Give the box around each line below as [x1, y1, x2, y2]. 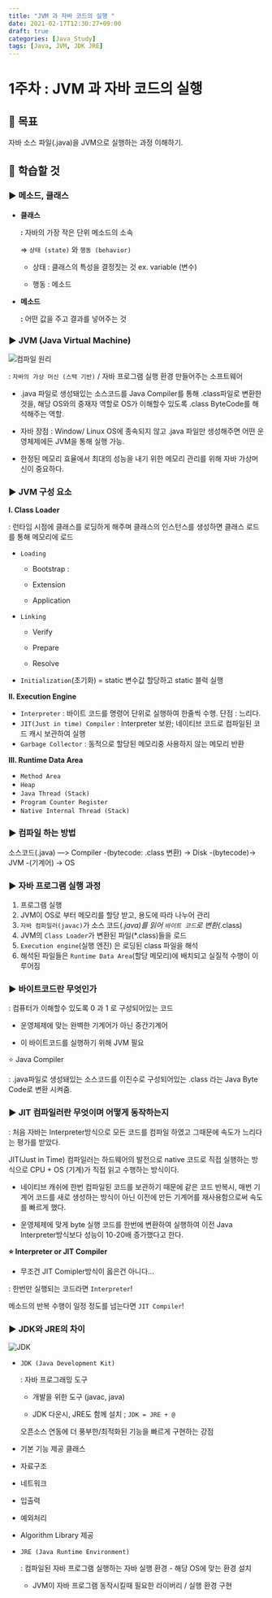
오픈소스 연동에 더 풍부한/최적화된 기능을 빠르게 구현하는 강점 [19, 1426, 214, 1436]
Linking [19, 613, 46, 621]
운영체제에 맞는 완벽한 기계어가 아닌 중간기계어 [19, 1021, 168, 1030]
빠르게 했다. [28, 1202, 67, 1212]
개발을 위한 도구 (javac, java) [32, 1391, 126, 1401]
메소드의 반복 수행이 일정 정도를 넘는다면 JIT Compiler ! [8, 1300, 184, 1310]
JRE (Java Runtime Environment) [19, 1548, 130, 1556]
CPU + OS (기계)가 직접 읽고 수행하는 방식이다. [29, 1165, 180, 1174]
